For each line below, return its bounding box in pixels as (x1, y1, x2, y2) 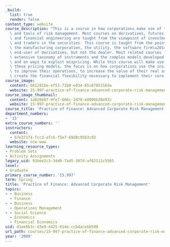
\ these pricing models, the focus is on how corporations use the (10, 64, 155, 69)
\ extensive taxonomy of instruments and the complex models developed (10, 54, 164, 60)
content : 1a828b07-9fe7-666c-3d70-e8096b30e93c (10, 97, 112, 102)
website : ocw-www (10, 139, 47, 145)
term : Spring (5, 177, 33, 183)
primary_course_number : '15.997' (5, 172, 76, 178)
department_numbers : (5, 111, 49, 117)
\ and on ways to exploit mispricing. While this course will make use (10, 59, 164, 64)
